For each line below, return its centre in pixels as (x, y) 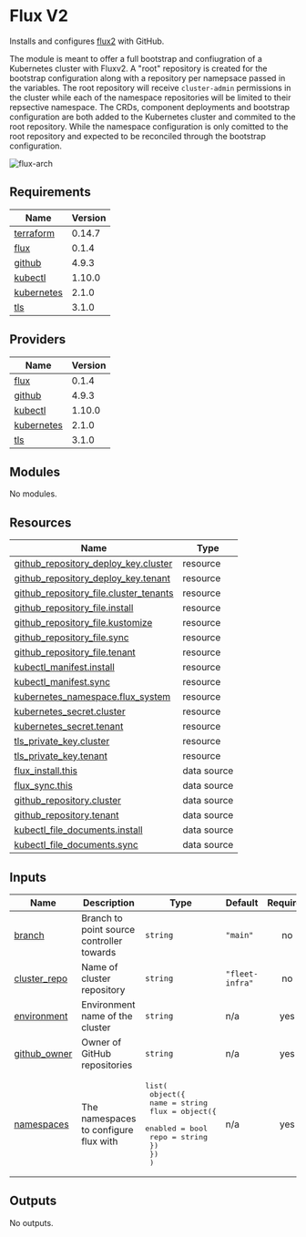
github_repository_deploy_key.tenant (92, 578)
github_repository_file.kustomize (83, 623)
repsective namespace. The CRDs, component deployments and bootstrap (149, 107)
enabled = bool (176, 1129)
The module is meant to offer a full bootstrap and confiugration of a (136, 58)
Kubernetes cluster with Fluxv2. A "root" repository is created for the (138, 68)
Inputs (28, 877)
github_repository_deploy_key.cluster (93, 564)
